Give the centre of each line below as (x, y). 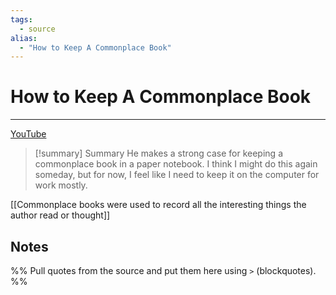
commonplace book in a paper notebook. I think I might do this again (176, 164)
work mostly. (61, 185)
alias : (24, 38)
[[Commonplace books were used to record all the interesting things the (158, 205)
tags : (21, 19)
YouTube (28, 134)
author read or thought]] (60, 215)
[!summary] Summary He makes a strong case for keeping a (158, 153)
